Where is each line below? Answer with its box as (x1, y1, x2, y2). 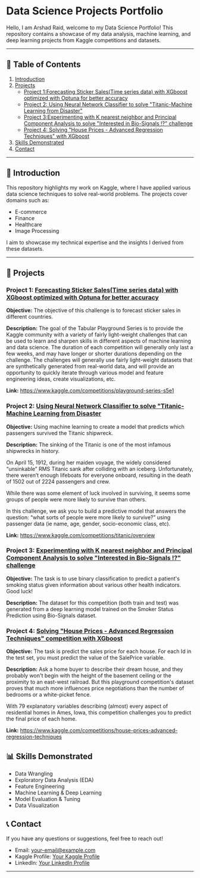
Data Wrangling (14, 770, 54, 777)
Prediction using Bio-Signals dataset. (6, 612, 97, 619)
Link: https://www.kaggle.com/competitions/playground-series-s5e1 (6, 387, 174, 395)
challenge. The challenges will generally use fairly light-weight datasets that (6, 356, 193, 363)
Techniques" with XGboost (23, 133, 89, 140)
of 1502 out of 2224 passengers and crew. (6, 477, 111, 485)
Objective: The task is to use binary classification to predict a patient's (6, 575, 180, 582)
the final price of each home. (6, 715, 77, 723)
